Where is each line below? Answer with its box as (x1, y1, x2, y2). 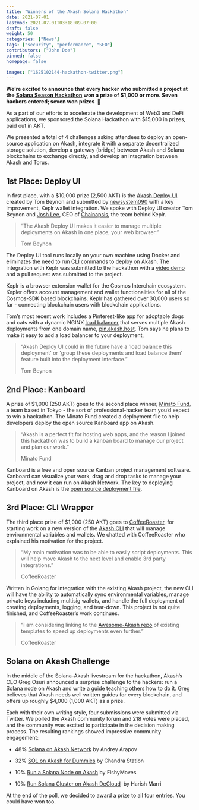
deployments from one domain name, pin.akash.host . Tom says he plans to (6, 325, 190, 333)
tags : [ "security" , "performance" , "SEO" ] (6, 42, 113, 48)
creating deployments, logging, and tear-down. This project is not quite (6, 603, 180, 610)
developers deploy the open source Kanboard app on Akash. (6, 420, 155, 426)
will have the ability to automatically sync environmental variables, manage (6, 591, 189, 598)
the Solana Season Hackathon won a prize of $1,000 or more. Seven (6, 92, 178, 99)
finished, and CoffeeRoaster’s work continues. (6, 610, 119, 617)
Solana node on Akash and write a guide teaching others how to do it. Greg (6, 685, 190, 692)
